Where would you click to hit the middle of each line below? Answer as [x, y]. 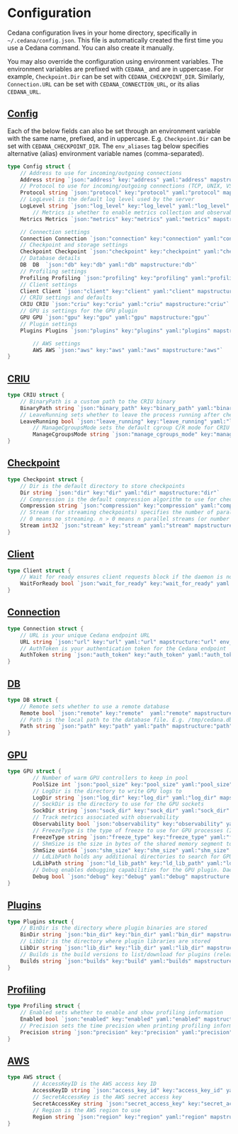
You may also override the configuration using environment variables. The [115, 61]
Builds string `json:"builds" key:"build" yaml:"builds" [106, 961]
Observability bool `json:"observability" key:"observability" [128, 824]
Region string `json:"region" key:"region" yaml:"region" [120, 1117]
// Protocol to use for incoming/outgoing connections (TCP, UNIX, [121, 186]
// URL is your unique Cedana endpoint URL [85, 635]
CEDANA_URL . [24, 91]
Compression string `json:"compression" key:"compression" [109, 506]
